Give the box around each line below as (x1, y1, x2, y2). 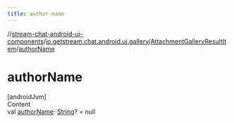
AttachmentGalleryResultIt (150, 37, 227, 46)
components (7, 37, 44, 46)
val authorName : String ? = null (7, 107, 96, 116)
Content (7, 100, 31, 108)
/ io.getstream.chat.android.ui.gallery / (43, 37, 151, 46)
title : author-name (7, 10, 65, 18)
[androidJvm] (7, 92, 47, 101)
